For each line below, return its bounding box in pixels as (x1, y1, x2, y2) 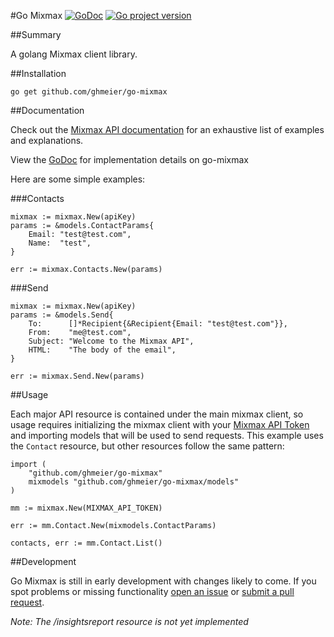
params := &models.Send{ (10, 310, 114, 320)
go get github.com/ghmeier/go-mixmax (10, 87, 168, 97)
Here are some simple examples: (10, 173, 146, 185)
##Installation (10, 68, 67, 79)
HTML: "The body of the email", (28, 345, 177, 355)
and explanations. (10, 135, 84, 146)
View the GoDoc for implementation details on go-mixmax (10, 154, 249, 165)
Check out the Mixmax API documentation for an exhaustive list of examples (10, 124, 325, 135)
